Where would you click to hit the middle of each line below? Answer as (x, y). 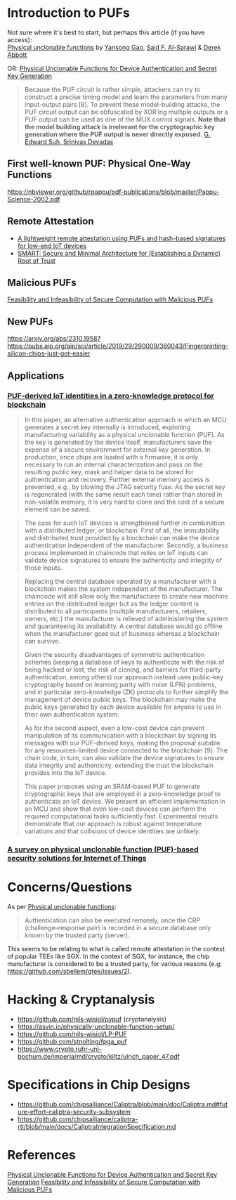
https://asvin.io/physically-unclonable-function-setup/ (96, 1026)
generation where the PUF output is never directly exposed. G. (117, 134)
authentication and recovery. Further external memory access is (117, 479)
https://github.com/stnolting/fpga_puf (72, 1041)
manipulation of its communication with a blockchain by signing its (120, 735)
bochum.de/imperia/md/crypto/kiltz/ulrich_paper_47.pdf (99, 1056)
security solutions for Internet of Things (77, 858)
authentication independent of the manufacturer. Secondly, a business (126, 545)
